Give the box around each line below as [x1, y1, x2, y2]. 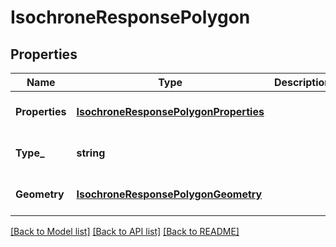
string [76, 146, 106, 160]
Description [273, 76, 332, 89]
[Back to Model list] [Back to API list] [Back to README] [10, 226, 240, 237]
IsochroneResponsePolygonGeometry [76, 187, 263, 201]
